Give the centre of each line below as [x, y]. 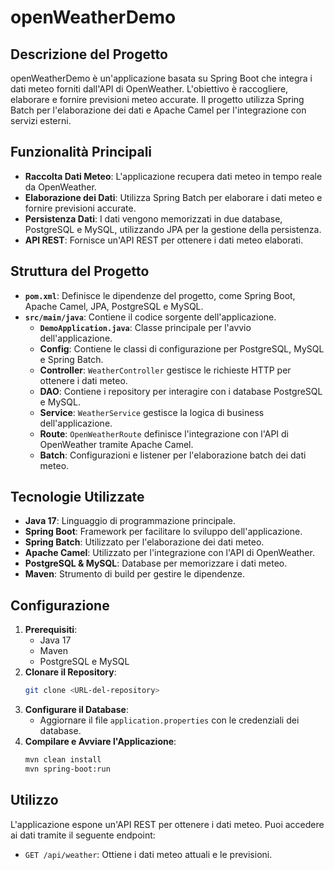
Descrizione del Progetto [89, 54]
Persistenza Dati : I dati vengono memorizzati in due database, [153, 218]
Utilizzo [34, 800]
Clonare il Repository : [70, 672]
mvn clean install [63, 760]
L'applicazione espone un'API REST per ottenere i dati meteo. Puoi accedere [167, 824]
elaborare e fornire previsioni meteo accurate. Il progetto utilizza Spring [157, 99]
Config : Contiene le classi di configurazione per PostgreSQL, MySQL [182, 348]
